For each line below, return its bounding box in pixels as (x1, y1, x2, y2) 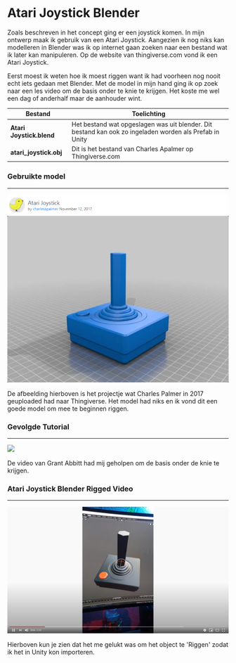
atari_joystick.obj (10, 148, 63, 157)
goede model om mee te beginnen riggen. (7, 404, 129, 413)
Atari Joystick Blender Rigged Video (7, 484, 133, 494)
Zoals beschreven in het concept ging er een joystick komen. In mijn (7, 28, 205, 37)
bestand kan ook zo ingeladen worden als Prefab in (71, 127, 220, 136)
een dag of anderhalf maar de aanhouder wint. (7, 94, 143, 103)
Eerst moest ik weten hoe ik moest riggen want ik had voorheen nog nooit (7, 72, 221, 80)
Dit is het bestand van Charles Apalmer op (71, 144, 194, 153)
